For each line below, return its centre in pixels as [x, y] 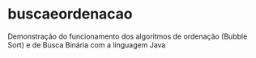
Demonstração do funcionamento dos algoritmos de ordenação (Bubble [128, 36]
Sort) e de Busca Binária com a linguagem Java [87, 44]
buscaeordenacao [70, 14]
